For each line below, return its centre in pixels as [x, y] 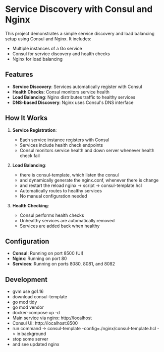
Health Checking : [31, 205]
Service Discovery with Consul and [79, 9]
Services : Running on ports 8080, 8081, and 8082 [64, 264]
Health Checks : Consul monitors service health [61, 92]
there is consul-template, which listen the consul [69, 175]
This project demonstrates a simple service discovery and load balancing [80, 33]
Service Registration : [34, 130]
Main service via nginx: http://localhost [52, 318]
